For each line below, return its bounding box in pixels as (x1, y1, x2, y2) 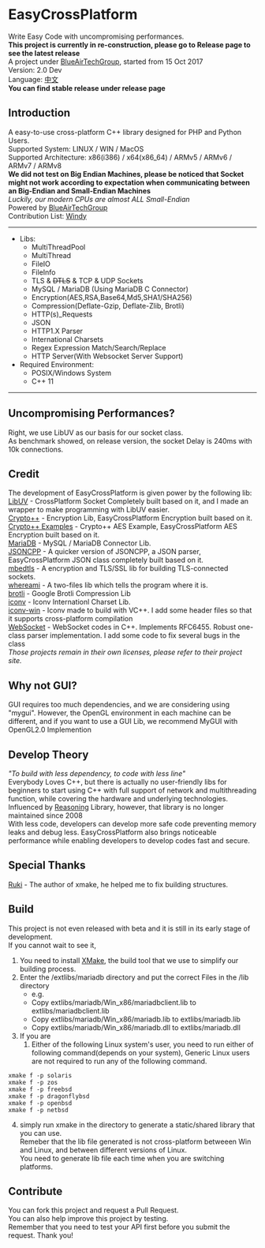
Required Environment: (19, 359, 95, 369)
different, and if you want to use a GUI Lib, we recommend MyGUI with (8, 717, 238, 726)
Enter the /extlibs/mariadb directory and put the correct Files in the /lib (19, 973, 249, 982)
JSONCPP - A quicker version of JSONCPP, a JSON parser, (8, 547, 201, 557)
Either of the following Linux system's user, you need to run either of (31, 1040, 254, 1049)
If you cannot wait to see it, (8, 940, 97, 950)
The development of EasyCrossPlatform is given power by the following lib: (8, 488, 252, 498)
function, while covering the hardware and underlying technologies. (8, 794, 229, 803)
